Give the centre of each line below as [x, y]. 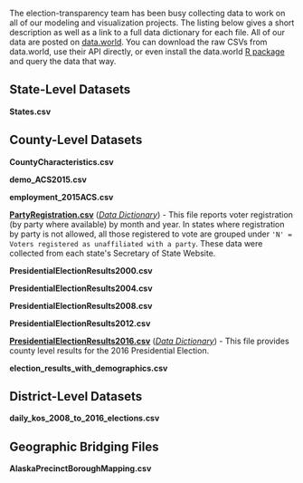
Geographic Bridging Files [84, 446]
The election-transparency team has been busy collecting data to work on [147, 13]
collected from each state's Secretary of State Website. [113, 253]
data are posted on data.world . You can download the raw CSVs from [138, 42]
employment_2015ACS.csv [62, 197]
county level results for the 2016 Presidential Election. [109, 350]
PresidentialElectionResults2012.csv [80, 323]
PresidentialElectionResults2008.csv [81, 305]
